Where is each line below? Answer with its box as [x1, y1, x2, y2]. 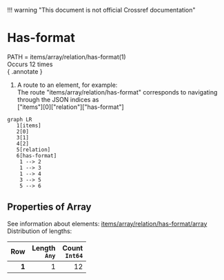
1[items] [16, 122, 41, 129]
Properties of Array [7, 201, 92, 213]
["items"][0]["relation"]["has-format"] [17, 103, 124, 111]
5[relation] [16, 146, 51, 153]
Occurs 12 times [7, 60, 53, 68]
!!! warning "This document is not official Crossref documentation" [7, 6, 196, 14]
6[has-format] [16, 152, 57, 159]
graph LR [7, 116, 32, 123]
